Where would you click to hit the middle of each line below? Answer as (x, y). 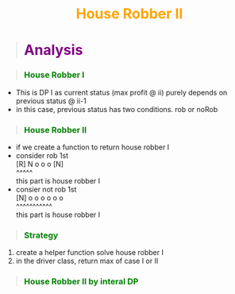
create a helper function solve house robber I (90, 253)
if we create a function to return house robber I (92, 147)
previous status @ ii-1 (51, 101)
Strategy (41, 235)
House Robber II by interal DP (81, 281)
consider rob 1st (42, 155)
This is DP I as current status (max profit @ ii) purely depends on (121, 92)
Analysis (53, 50)
